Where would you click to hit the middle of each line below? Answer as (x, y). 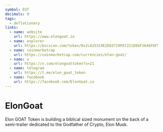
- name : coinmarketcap (32, 50)
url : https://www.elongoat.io (44, 37)
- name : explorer (27, 41)
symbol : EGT (17, 9)
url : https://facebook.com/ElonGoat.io (54, 82)
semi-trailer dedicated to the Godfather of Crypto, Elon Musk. (66, 124)
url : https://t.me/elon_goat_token (50, 73)
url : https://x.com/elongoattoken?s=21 (54, 64)
